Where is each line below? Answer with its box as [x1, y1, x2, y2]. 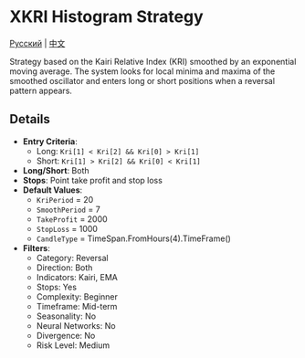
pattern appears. [9, 85, 73, 96]
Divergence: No [36, 330, 96, 341]
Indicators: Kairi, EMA [36, 271, 119, 282]
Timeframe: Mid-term [36, 300, 118, 311]
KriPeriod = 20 [36, 194, 94, 205]
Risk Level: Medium [36, 340, 110, 351]
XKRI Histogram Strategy [9, 6, 204, 27]
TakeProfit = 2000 [36, 213, 108, 225]
